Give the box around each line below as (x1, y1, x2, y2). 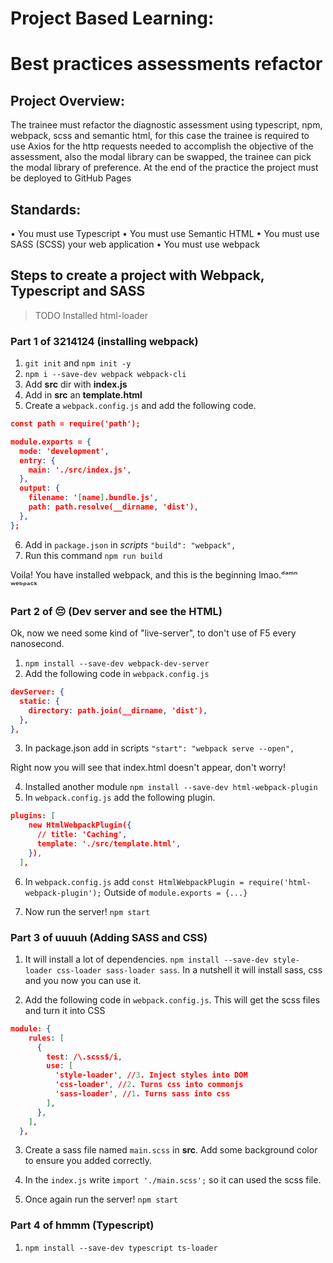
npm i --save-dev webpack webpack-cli (24, 370, 187, 380)
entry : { (19, 455, 56, 466)
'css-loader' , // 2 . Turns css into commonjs (54, 1080, 244, 1090)
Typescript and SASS (10, 283, 146, 300)
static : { (19, 696, 60, 706)
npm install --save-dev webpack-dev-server (24, 659, 210, 669)
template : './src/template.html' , (36, 839, 182, 849)
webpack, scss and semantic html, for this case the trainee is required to (10, 130, 310, 142)
